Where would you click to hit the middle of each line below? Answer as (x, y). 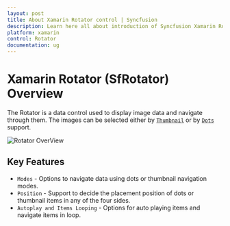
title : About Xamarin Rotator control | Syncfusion (82, 20)
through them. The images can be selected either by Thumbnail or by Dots (111, 120)
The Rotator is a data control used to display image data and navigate (105, 112)
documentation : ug (33, 45)
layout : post (26, 13)
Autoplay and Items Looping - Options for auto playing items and (108, 208)
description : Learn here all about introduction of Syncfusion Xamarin (111, 26)
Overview (35, 94)
